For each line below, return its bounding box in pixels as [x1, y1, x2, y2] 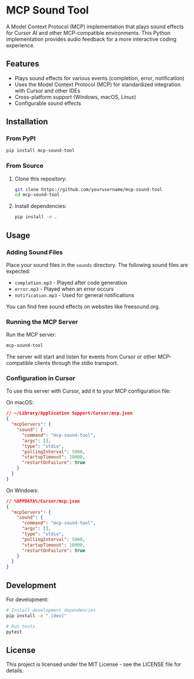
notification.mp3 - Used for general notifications [14, 291, 135, 298]
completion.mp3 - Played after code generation [14, 279, 128, 286]
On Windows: [6, 487, 39, 494]
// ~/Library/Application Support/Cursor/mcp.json [6, 410, 133, 416]
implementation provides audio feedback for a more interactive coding [6, 35, 177, 42]
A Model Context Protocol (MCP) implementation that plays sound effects [6, 23, 184, 30]
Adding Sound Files [6, 248, 63, 256]
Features [6, 59, 39, 69]
